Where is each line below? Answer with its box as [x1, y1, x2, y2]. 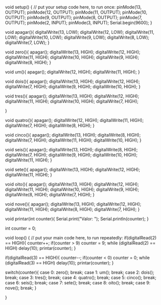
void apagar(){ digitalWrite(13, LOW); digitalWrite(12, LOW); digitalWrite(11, [5, 29, 155, 35]
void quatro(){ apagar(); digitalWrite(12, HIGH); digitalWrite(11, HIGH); [5, 117, 144, 123]
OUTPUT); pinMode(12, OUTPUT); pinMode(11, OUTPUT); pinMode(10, [5, 9, 148, 15]
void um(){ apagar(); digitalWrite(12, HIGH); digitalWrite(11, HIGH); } [5, 69, 140, 75]
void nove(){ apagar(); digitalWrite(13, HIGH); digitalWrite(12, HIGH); [5, 201, 141, 207]
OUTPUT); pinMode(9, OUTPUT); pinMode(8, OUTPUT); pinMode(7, [5, 15, 142, 20]
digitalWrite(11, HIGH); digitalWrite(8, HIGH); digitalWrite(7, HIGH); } [5, 207, 140, 212]
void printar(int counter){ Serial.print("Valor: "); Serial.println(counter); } [5, 216, 149, 222]
